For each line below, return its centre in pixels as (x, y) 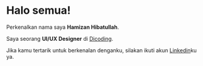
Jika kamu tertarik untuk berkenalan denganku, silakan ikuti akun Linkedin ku (101, 50)
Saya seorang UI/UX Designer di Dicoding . (60, 38)
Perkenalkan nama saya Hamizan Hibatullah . (63, 27)
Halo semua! (38, 10)
